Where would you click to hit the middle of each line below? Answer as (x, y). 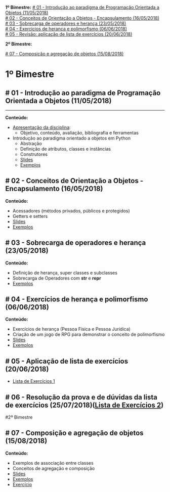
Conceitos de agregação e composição (54, 468)
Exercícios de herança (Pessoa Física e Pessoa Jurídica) (71, 329)
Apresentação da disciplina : (41, 127)
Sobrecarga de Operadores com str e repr (57, 278)
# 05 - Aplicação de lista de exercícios (67, 361)
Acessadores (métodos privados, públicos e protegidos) (71, 211)
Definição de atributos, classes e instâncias (66, 149)
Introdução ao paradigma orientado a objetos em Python (71, 138)
